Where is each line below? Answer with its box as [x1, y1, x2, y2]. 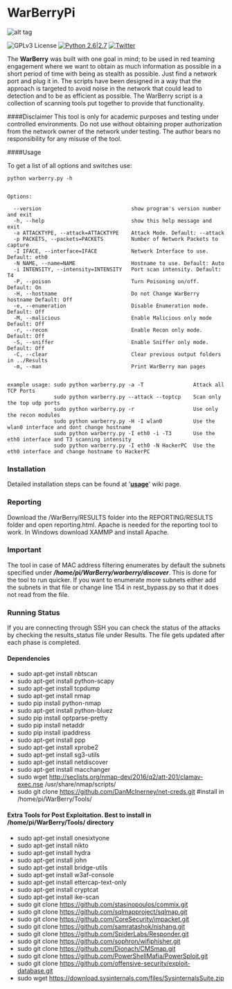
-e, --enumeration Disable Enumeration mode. [13, 302, 209, 310]
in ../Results [7, 357, 48, 364]
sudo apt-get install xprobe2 [17, 743, 99, 752]
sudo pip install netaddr [17, 721, 85, 729]
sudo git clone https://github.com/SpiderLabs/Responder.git [17, 929, 189, 938]
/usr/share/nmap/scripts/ [44, 780, 116, 788]
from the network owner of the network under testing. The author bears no [7, 127, 221, 135]
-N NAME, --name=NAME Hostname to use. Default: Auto [13, 260, 225, 267]
